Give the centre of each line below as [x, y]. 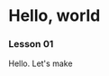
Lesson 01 [31, 44]
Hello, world [54, 16]
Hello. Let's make [41, 63]
